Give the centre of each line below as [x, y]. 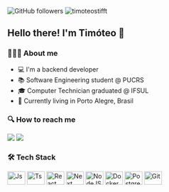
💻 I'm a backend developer [58, 69]
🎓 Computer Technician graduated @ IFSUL [83, 90]
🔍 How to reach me [42, 119]
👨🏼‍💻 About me [33, 53]
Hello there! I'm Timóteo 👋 [66, 33]
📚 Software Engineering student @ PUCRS [81, 80]
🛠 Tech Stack [32, 157]
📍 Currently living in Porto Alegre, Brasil [75, 101]
